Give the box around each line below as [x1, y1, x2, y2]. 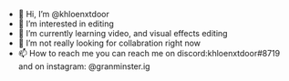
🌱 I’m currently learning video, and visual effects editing [17, 28, 228, 38]
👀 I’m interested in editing [17, 18, 114, 29]
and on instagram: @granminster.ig [17, 61, 150, 72]
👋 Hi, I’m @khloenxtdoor [17, 9, 109, 19]
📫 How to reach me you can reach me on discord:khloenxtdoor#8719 [17, 48, 281, 58]
